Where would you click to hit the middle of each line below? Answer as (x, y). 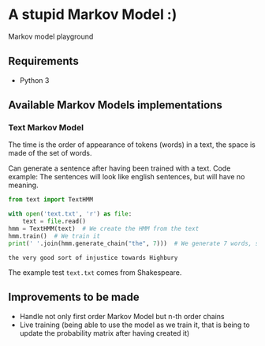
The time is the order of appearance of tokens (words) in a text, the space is (132, 145)
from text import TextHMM (50, 200)
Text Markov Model (46, 128)
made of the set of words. (50, 153)
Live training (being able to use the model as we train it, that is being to (134, 325)
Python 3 (34, 80)
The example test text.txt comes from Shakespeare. (95, 272)
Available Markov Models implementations (115, 105)
